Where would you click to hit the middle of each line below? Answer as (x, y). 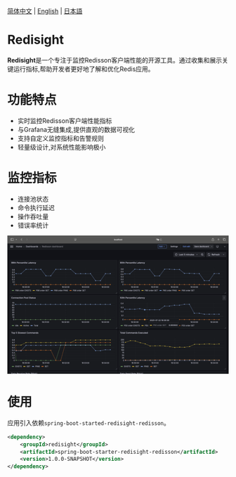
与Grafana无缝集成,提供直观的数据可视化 (76, 129)
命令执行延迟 (36, 207)
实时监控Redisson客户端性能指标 (65, 120)
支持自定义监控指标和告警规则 (60, 138)
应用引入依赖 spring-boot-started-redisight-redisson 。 (89, 423)
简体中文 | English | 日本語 (45, 11)
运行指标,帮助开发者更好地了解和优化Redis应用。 (84, 69)
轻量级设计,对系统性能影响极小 (61, 147)
